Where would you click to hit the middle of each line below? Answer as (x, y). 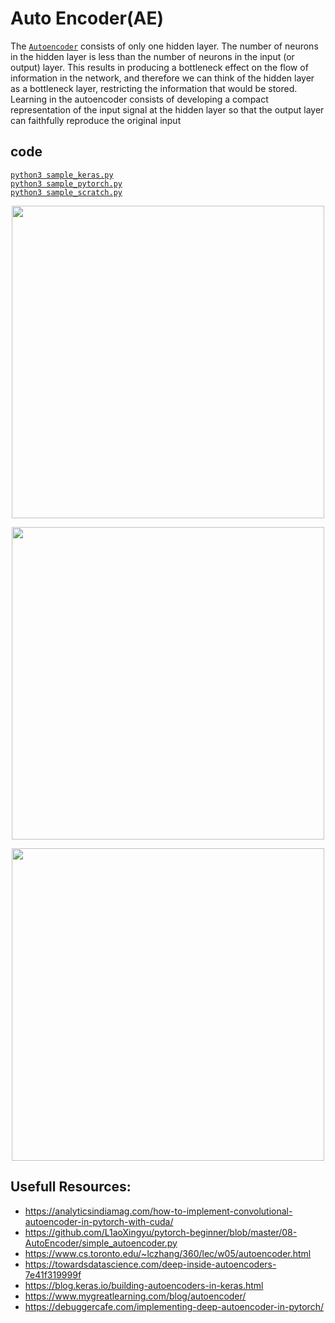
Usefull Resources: (71, 1187)
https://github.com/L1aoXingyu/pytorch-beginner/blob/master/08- (161, 1232)
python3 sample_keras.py (62, 175)
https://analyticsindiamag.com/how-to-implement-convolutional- (158, 1211)
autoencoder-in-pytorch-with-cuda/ (99, 1221)
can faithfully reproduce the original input (96, 120)
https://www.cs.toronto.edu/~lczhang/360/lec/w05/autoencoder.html (168, 1253)
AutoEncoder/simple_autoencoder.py (101, 1243)
